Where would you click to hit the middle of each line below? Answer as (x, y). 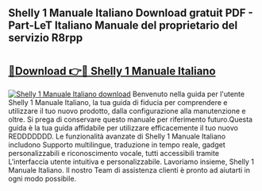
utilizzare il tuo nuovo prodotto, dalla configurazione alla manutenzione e (127, 111)
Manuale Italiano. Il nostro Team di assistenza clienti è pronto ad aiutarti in (129, 170)
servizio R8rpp (46, 38)
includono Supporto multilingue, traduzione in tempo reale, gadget (117, 145)
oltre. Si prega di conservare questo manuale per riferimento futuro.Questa (130, 119)
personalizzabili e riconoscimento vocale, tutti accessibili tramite (114, 153)
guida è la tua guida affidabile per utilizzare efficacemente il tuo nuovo (123, 128)
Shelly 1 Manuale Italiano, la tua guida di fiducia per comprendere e (118, 102)
